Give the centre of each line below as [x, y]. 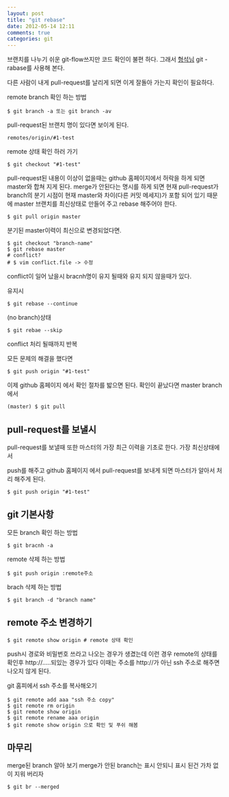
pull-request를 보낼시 [52, 429]
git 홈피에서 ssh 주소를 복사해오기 [52, 685]
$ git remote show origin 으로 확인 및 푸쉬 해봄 [73, 725]
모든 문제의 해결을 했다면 [40, 359]
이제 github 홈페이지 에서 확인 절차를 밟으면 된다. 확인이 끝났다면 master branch [114, 385]
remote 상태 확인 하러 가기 [43, 152]
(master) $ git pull [37, 407]
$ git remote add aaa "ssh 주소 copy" [61, 700]
